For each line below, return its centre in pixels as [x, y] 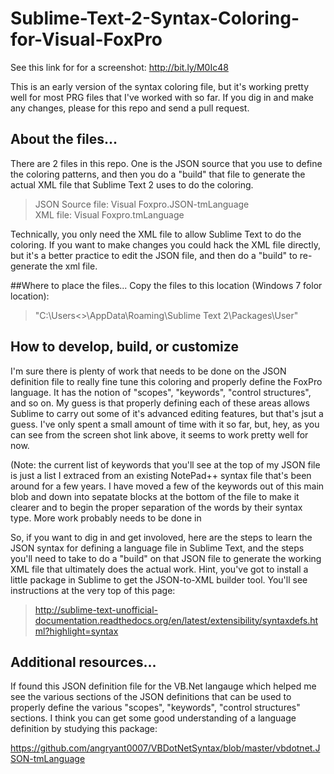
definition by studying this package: [84, 729]
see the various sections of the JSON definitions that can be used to [151, 697]
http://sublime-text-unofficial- [96, 609]
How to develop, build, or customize [124, 347]
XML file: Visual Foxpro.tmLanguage [109, 214]
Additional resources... [83, 662]
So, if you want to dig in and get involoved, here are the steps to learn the [161, 537]
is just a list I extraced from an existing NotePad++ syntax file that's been [161, 475]
